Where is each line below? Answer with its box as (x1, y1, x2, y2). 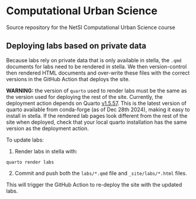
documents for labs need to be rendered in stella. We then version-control (6, 63, 187, 70)
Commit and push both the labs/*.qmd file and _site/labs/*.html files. (14, 169, 188, 176)
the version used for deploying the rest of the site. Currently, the (6, 93, 163, 100)
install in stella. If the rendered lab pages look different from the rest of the (6, 112, 188, 119)
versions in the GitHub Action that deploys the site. (6, 75, 130, 82)
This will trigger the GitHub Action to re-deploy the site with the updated (6, 181, 182, 188)
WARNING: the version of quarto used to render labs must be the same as (6, 87, 187, 94)
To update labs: (6, 136, 44, 143)
